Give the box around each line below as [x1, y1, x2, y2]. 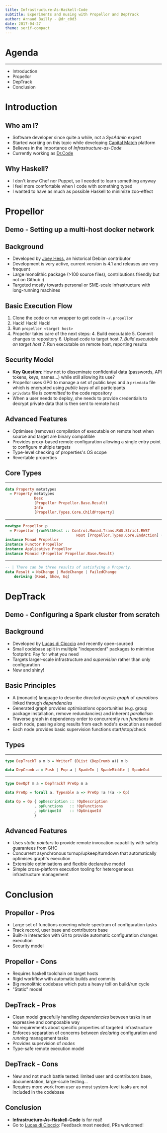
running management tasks [12, 1035, 69, 1041]
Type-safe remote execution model [12, 1046, 84, 1052]
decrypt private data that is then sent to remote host [12, 401, 119, 406]
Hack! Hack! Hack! [12, 320, 51, 326]
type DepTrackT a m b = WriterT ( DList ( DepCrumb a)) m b [5, 758, 128, 763]
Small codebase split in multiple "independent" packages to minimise [12, 646, 155, 651]
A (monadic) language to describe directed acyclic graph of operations [12, 694, 158, 701]
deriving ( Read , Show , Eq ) [14, 574, 70, 579]
